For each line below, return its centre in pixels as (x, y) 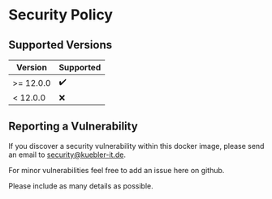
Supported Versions (60, 45)
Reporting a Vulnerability (73, 127)
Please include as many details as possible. (81, 186)
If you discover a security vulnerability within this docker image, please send (136, 146)
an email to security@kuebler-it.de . (67, 155)
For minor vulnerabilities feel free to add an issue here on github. (117, 170)
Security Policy (61, 15)
